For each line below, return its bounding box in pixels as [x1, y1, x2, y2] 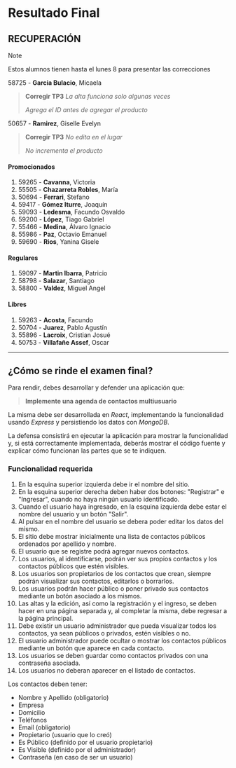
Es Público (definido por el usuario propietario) [18, 738, 153, 746]
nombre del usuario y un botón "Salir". [18, 509, 129, 518]
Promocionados [8, 163, 55, 171]
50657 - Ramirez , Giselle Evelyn [8, 119, 101, 128]
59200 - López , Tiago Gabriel [18, 215, 104, 224]
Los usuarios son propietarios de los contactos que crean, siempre [18, 569, 211, 577]
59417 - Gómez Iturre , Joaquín [18, 200, 108, 209]
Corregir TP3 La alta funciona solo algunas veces [25, 92, 171, 100]
